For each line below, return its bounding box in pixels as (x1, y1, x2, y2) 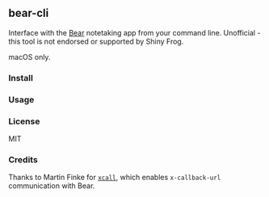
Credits (8, 153, 38, 165)
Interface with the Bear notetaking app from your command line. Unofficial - (8, 27, 261, 37)
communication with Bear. (8, 181, 95, 191)
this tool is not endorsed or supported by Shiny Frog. (8, 36, 184, 46)
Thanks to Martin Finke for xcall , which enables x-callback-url (8, 173, 221, 182)
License (8, 115, 40, 127)
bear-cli (8, 6, 49, 20)
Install (8, 72, 34, 83)
